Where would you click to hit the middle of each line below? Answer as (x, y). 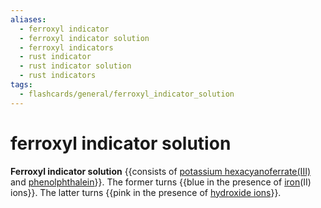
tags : (21, 85)
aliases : (28, 19)
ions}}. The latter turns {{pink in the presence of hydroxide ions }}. (146, 192)
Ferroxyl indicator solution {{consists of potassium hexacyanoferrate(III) (161, 171)
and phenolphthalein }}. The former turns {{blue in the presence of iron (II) (161, 182)
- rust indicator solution (75, 66)
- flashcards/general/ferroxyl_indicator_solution (127, 94)
